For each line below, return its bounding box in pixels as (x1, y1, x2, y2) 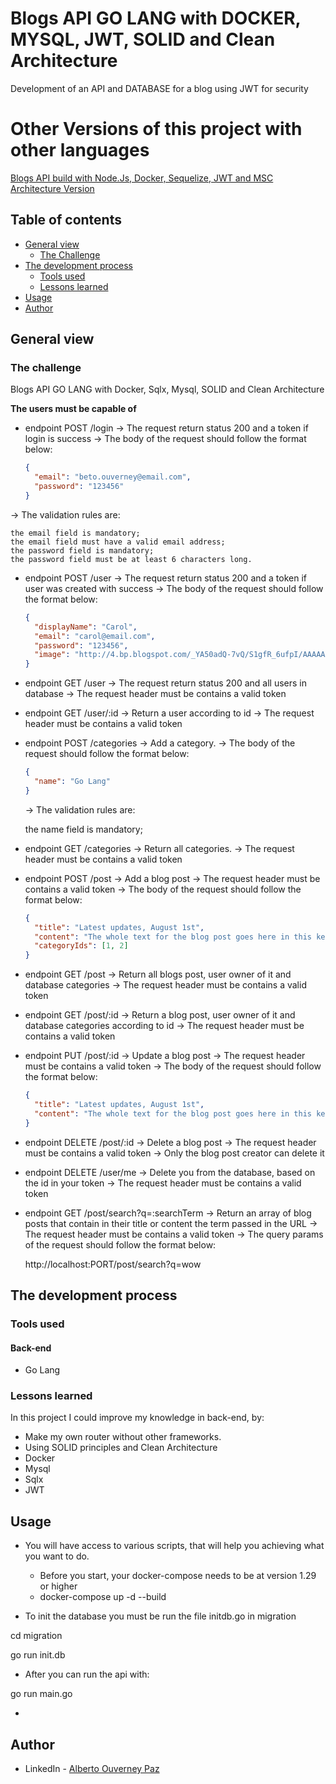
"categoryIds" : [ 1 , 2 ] (34, 941, 129, 951)
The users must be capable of (10, 403, 137, 415)
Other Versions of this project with (10, 118, 303, 141)
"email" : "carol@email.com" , (34, 631, 156, 641)
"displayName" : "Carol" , (34, 622, 138, 632)
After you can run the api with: (24, 1668, 150, 1681)
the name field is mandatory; (24, 823, 143, 835)
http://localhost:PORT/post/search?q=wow (24, 1258, 202, 1270)
